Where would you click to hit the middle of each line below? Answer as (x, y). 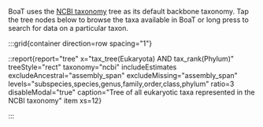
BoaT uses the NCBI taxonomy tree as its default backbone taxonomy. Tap (129, 11)
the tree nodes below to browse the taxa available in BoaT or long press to (129, 20)
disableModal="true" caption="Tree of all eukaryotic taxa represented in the (132, 92)
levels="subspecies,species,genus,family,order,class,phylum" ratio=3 (121, 84)
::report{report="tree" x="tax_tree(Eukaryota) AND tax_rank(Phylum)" (121, 59)
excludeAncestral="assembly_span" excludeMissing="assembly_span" (123, 75)
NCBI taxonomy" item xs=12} (55, 101)
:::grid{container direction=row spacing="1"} (80, 43)
